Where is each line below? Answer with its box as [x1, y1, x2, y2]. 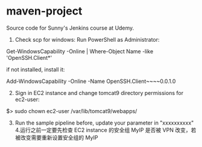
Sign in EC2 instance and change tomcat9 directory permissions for [14, 89, 184, 96]
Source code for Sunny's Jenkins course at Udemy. [6, 24, 134, 31]
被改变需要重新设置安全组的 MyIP [14, 134, 98, 141]
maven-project [6, 4, 83, 18]
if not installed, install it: [6, 65, 65, 73]
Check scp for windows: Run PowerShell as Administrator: [14, 36, 160, 43]
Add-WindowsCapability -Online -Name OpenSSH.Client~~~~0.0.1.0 [6, 77, 176, 85]
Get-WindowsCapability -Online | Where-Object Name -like [6, 47, 154, 55]
